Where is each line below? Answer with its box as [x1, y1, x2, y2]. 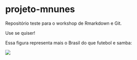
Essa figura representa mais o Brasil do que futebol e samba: [5, 39, 132, 46]
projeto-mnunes [5, 4, 75, 15]
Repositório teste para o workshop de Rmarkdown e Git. [5, 20, 122, 26]
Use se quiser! [5, 30, 35, 36]
